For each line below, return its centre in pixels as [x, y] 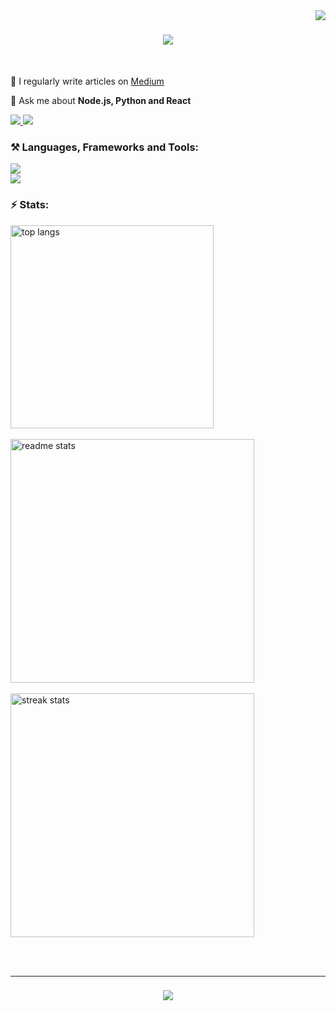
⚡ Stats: [30, 205]
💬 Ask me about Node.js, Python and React [101, 100]
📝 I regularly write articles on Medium [87, 81]
